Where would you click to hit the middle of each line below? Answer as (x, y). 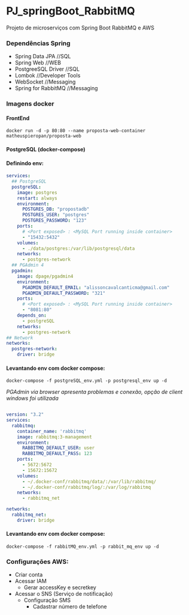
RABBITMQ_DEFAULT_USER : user (58, 448)
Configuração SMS (47, 600)
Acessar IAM (31, 581)
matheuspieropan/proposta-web (44, 136)
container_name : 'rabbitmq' (52, 431)
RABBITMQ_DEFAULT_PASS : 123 (57, 454)
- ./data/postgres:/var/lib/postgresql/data (78, 248)
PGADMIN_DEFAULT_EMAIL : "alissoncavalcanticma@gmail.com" (96, 287)
